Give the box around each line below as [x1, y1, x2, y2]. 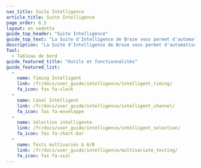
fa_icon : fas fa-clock [17, 86, 74, 92]
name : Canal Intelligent [17, 97, 79, 103]
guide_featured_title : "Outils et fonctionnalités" [6, 58, 138, 64]
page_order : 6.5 [6, 20, 47, 26]
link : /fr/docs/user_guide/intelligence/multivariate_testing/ [17, 147, 178, 153]
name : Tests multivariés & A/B [17, 141, 95, 148]
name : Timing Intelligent [17, 75, 82, 81]
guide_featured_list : [6, 64, 60, 70]
